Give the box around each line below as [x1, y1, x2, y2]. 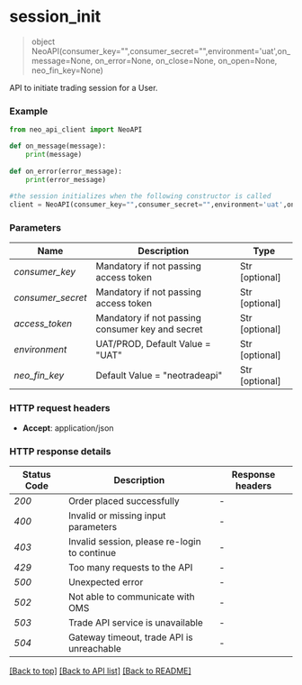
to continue [68, 547, 117, 559]
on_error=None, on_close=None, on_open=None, [94, 55, 278, 66]
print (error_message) [25, 175, 106, 184]
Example [9, 105, 49, 117]
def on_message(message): [9, 142, 106, 151]
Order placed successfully [68, 495, 180, 507]
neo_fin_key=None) [31, 65, 103, 76]
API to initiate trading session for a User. [9, 82, 158, 93]
